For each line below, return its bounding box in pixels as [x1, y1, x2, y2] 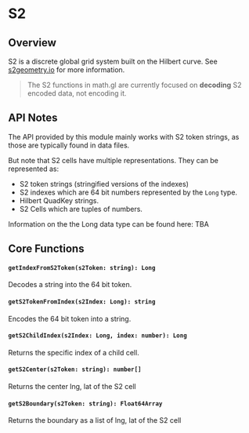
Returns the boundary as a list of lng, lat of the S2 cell [8, 416, 182, 425]
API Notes [8, 111, 58, 125]
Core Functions [8, 242, 85, 256]
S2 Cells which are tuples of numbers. [19, 204, 143, 213]
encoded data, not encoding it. [27, 89, 127, 98]
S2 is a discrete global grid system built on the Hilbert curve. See [8, 56, 218, 66]
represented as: [8, 164, 60, 173]
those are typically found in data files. [8, 140, 130, 150]
